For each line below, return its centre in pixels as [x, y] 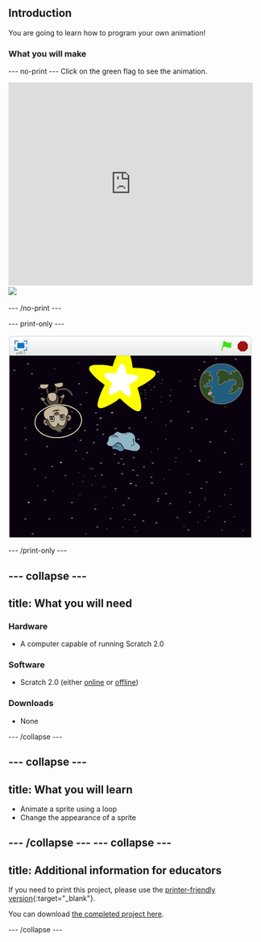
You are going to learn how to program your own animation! [107, 32]
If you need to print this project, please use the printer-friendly [112, 890]
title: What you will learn [70, 790]
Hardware [28, 626]
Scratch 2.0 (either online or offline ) [79, 683]
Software [27, 665]
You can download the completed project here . [86, 914]
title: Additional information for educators [115, 871]
